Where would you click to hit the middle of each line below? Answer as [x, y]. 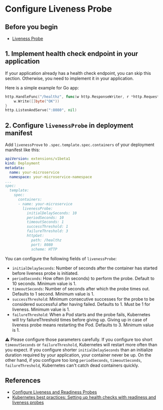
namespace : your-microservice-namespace [51, 177]
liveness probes [28, 403]
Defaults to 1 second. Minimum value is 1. [53, 294]
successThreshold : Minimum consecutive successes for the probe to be [83, 299]
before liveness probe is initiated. [45, 273]
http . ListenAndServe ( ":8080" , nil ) [41, 110]
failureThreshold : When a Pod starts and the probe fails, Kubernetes [81, 314]
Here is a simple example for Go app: [42, 88]
